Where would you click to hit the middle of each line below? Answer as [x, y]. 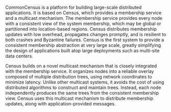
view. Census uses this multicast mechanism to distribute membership [79, 98]
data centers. [19, 56]
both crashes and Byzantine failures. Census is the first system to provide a [85, 40]
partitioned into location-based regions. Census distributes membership [81, 29]
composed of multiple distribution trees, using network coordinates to [79, 77]
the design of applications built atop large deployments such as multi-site [82, 51]
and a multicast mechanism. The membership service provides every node [84, 18]
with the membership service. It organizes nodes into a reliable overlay [80, 71]
